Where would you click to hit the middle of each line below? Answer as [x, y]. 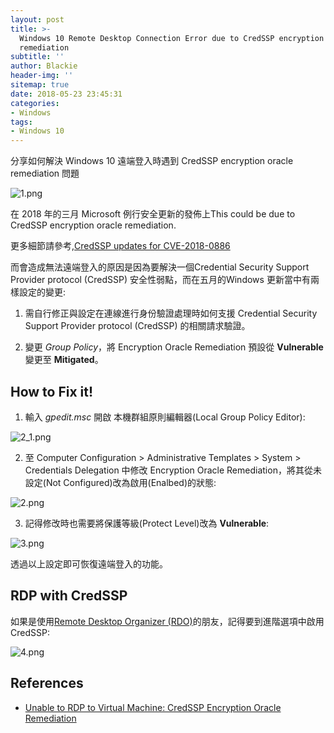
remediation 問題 [45, 173]
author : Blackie [44, 66]
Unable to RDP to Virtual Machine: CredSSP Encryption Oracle [153, 707]
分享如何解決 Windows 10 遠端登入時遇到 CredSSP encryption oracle [152, 161]
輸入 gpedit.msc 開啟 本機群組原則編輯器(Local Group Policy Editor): [165, 417]
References [47, 683]
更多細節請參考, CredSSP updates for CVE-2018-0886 [120, 246]
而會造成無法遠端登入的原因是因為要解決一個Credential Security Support [160, 267]
